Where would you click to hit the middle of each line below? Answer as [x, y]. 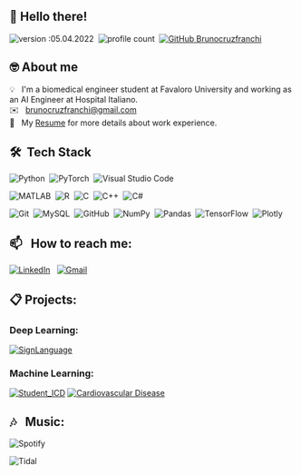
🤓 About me [44, 68]
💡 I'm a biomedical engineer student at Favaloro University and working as [150, 89]
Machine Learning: [52, 373]
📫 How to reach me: [71, 243]
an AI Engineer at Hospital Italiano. [74, 99]
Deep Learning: [44, 330]
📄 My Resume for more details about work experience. [113, 123]
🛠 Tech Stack [51, 152]
